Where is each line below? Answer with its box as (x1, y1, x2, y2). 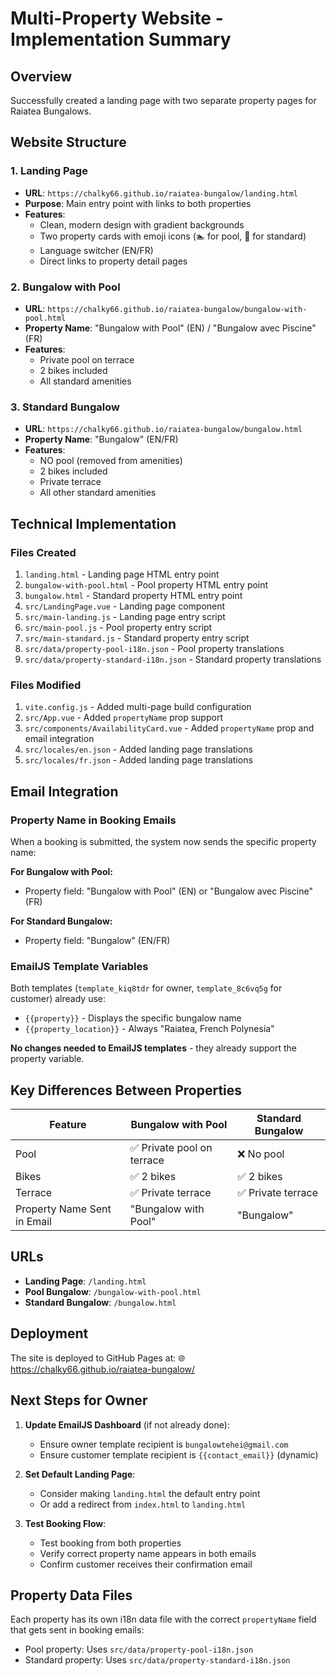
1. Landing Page (10, 164, 88, 178)
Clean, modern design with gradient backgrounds (39, 218, 245, 231)
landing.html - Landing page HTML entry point (24, 568, 220, 580)
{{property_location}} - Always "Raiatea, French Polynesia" (24, 1023, 275, 1035)
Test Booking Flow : (24, 1517, 107, 1529)
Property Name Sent (15, 1202, 112, 1216)
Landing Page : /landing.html (24, 1275, 147, 1287)
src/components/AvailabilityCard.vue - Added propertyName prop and (24, 722, 315, 734)
